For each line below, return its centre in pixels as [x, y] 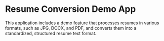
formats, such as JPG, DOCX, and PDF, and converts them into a [71, 28]
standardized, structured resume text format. [51, 33]
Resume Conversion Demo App [70, 9]
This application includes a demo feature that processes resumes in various [82, 23]
